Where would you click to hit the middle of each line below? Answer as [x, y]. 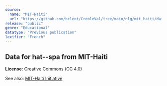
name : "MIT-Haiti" [29, 14]
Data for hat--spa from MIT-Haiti [56, 57]
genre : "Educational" [28, 28]
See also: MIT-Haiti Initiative [34, 78]
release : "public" [24, 23]
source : [13, 10]
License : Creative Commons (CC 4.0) [44, 69]
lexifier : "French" [25, 37]
